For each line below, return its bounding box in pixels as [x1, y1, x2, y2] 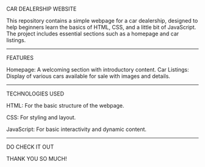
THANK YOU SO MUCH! [6, 155, 67, 162]
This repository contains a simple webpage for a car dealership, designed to [6, 17, 198, 24]
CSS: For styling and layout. [6, 114, 76, 121]
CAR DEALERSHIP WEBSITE [6, 6, 77, 12]
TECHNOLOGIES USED [6, 90, 65, 97]
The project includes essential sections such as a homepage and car [6, 30, 179, 37]
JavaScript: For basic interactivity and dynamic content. [6, 125, 147, 133]
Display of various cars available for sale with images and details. [6, 73, 171, 80]
